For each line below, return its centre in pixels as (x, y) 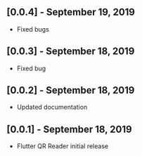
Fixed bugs (33, 29)
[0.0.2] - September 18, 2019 (71, 90)
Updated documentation (52, 107)
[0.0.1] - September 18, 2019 (69, 129)
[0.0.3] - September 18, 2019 (71, 52)
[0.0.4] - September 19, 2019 (71, 12)
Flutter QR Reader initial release (63, 146)
